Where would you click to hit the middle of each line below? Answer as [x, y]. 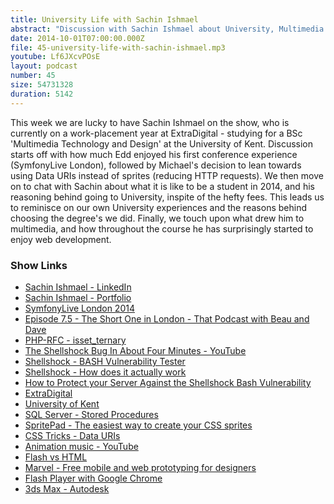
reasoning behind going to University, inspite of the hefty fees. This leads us [167, 197]
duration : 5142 [42, 94]
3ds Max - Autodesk [67, 488]
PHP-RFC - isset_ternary [75, 340]
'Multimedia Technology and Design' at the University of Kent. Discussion [162, 143]
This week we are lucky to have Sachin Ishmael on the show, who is [150, 122]
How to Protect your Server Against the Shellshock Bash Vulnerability [168, 382]
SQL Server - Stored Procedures [91, 414]
